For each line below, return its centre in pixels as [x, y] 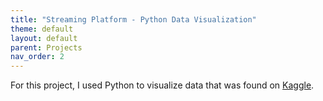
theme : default [42, 29]
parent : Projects [46, 47]
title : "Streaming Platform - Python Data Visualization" [133, 19]
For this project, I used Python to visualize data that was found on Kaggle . [162, 85]
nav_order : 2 [37, 57]
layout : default [44, 38]
